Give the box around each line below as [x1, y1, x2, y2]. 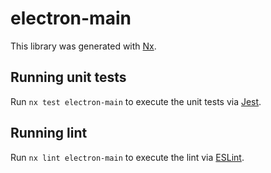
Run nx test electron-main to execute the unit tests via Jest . [10, 95, 262, 107]
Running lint [10, 125, 88, 142]
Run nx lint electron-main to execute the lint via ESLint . [10, 151, 245, 163]
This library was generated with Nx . [10, 40, 157, 52]
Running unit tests [10, 69, 127, 86]
